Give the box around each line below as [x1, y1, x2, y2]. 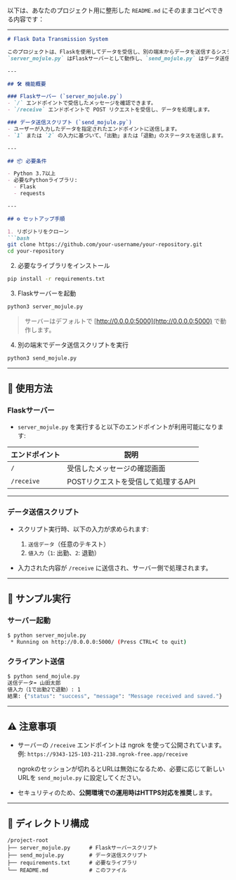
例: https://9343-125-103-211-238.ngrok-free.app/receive [17, 750, 188, 758]
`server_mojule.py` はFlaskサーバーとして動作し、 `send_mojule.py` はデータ [7, 55, 220, 62]
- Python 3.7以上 [7, 170, 56, 178]
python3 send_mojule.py [7, 355, 77, 362]
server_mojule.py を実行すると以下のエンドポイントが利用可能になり [17, 422, 218, 432]
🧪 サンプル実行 [7, 593, 72, 605]
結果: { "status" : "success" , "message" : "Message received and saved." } [7, 693, 223, 700]
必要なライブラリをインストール [17, 262, 110, 270]
